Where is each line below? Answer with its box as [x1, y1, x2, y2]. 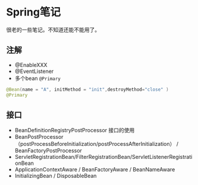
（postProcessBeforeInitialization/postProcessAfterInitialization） [14, 141, 175, 148]
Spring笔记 [6, 5, 61, 19]
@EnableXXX [14, 61, 48, 68]
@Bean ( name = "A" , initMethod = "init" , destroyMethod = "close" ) [6, 87, 169, 92]
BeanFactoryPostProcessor [14, 147, 82, 154]
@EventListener [14, 68, 54, 75]
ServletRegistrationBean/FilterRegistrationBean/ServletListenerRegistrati [14, 154, 193, 161]
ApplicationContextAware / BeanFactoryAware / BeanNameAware [14, 166, 175, 173]
